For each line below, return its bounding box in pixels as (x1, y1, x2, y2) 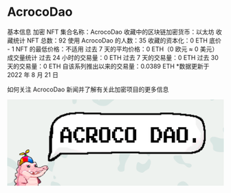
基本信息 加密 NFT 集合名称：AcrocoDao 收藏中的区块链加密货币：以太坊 (7, 27, 214, 36)
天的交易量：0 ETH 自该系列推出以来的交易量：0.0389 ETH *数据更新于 (7, 62, 210, 70)
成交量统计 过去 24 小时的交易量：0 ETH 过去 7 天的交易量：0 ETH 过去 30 (7, 53, 219, 62)
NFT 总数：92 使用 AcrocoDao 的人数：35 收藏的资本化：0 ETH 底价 (26, 36, 222, 45)
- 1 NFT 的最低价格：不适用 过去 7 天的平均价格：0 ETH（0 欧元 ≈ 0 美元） (7, 45, 219, 53)
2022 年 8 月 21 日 (7, 70, 59, 79)
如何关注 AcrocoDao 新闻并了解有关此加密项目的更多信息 (7, 85, 169, 93)
